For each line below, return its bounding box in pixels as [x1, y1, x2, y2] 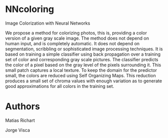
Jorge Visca [5, 127, 30, 133]
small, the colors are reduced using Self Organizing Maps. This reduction [5, 72, 156, 78]
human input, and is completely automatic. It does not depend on [5, 40, 140, 46]
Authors [5, 101, 40, 112]
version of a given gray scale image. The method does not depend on [5, 35, 149, 41]
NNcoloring [5, 4, 54, 15]
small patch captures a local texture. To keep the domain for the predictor [5, 67, 157, 73]
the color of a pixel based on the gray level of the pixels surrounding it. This [5, 62, 161, 68]
